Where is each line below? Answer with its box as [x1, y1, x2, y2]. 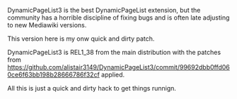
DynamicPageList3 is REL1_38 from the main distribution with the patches [7, 48, 221, 56]
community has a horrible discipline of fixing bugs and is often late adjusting [7, 13, 230, 22]
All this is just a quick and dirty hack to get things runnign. [7, 84, 177, 92]
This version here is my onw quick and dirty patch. [7, 34, 155, 43]
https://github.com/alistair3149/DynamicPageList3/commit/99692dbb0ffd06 [7, 63, 230, 71]
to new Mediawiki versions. [7, 21, 87, 29]
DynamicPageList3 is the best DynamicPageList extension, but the [7, 6, 201, 14]
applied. [101, 70, 125, 79]
